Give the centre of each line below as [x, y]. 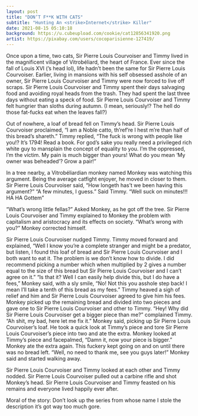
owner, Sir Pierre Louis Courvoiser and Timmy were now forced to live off [95, 81]
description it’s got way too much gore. [54, 407]
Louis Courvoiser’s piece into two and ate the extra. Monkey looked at [91, 333]
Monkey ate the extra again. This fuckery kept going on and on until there [95, 346]
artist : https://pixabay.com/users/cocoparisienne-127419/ [80, 39]
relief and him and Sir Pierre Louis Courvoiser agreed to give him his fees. [96, 296]
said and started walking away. [44, 358]
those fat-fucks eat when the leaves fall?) [57, 112]
